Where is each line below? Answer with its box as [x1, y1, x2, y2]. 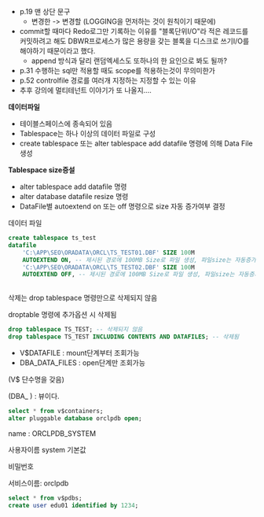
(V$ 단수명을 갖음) [8, 375, 65, 384]
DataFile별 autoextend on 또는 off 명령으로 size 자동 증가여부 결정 [19, 201, 225, 211]
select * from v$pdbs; [8, 494, 82, 502]
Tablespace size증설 [8, 165, 75, 175]
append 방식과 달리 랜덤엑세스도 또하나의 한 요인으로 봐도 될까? [31, 56, 228, 65]
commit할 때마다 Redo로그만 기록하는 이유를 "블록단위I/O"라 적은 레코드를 [19, 27, 249, 35]
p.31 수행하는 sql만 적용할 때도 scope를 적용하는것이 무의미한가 [19, 66, 216, 75]
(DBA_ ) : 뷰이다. [8, 391, 60, 401]
